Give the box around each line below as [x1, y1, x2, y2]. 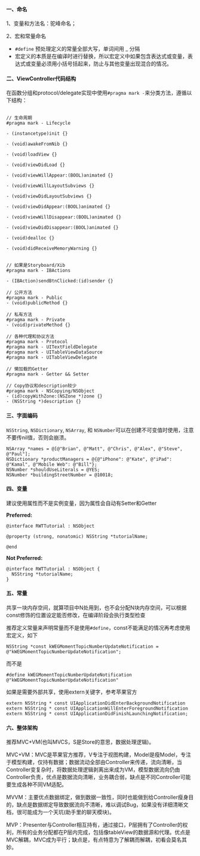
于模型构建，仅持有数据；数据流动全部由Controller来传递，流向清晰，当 [6, 759, 183, 766]
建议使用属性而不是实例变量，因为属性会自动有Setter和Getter [6, 499, 157, 507]
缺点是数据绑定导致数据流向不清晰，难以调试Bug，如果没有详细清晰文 [16, 801, 189, 808]
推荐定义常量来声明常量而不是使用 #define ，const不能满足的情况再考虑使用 [6, 624, 190, 632]
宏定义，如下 [6, 632, 38, 639]
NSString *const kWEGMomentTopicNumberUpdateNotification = [6, 643, 159, 650]
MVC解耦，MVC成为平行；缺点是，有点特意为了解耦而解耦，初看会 [6, 836, 172, 843]
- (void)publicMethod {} [6, 300, 68, 306]
